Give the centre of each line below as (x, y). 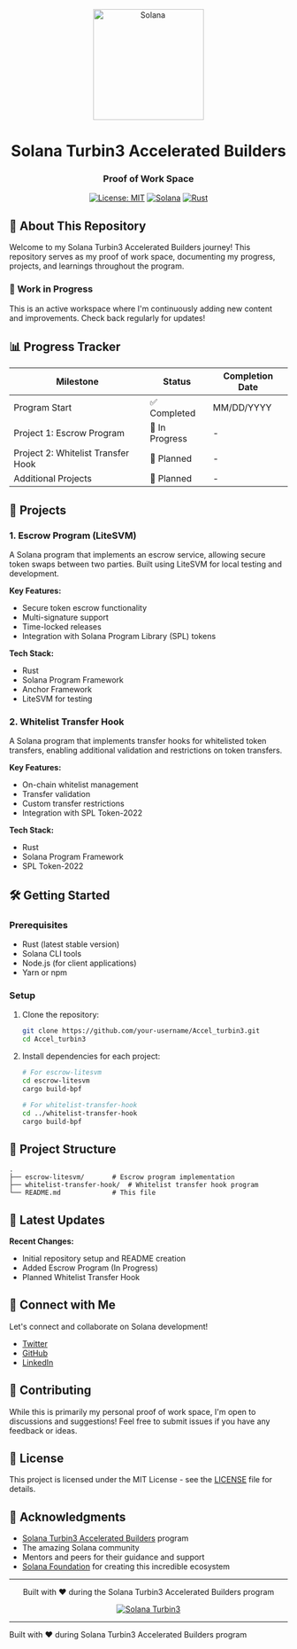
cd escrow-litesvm (56, 1081)
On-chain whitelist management (80, 785)
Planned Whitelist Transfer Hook (81, 1277)
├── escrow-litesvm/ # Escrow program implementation (122, 1177)
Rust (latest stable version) (71, 944)
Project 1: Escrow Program (69, 434)
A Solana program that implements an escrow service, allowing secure (137, 555)
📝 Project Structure (63, 1149)
